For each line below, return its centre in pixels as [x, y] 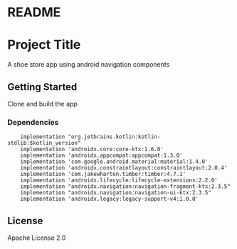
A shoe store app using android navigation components [89, 65]
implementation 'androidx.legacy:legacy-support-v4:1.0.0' [110, 199]
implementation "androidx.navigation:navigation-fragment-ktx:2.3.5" [126, 187]
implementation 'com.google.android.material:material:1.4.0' [114, 162]
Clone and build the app [43, 104]
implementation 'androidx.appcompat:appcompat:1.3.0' [101, 156]
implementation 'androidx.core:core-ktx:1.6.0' [92, 150]
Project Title [44, 45]
